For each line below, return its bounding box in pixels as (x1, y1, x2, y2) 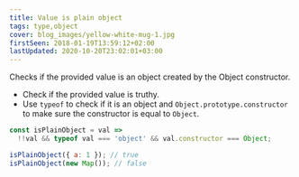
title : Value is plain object (9, 13, 123, 23)
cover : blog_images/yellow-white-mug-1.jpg (9, 30, 176, 39)
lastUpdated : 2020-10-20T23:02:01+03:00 (9, 47, 164, 56)
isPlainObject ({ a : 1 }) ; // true (9, 150, 140, 159)
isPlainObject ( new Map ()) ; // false (9, 159, 147, 168)
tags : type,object (9, 22, 78, 31)
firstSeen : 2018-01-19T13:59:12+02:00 (9, 38, 155, 48)
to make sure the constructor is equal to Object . (22, 108, 200, 119)
